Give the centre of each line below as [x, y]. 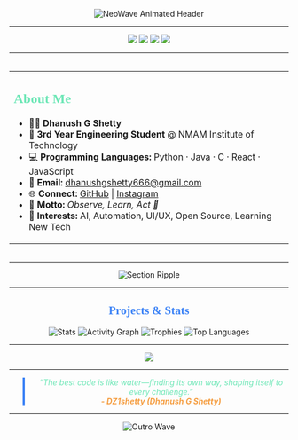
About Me [43, 98]
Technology [53, 145]
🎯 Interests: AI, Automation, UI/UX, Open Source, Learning [150, 216]
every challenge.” [161, 392]
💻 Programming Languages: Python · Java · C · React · [145, 157]
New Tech [50, 226]
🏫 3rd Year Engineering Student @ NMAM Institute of [141, 134]
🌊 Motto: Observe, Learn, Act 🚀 [94, 204]
